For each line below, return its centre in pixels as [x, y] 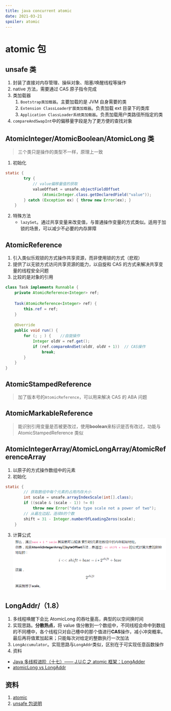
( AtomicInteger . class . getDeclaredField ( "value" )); [97, 195]
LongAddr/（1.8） [34, 606]
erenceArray [26, 457]
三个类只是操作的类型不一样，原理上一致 [60, 152]
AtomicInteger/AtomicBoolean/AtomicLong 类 [80, 139]
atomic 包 [26, 49]
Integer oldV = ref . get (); [61, 341]
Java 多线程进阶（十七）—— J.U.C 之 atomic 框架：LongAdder [79, 662]
